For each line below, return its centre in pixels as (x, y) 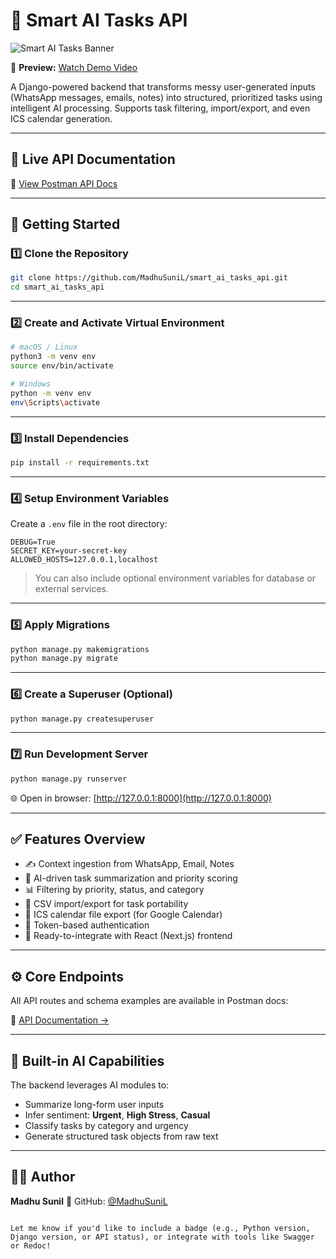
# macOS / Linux (44, 347)
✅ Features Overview (78, 839)
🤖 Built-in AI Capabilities (87, 1060)
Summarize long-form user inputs (94, 1105)
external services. (71, 589)
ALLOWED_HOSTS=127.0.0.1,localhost (84, 560)
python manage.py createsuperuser (82, 719)
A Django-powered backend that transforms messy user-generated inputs (163, 86)
